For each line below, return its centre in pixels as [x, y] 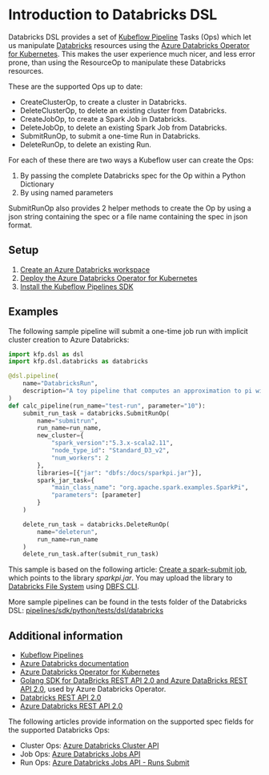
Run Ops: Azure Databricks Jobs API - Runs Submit [104, 763]
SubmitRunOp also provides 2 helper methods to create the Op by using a [130, 208]
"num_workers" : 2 [80, 458]
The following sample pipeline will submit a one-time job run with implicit [128, 331]
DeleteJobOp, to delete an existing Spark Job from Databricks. [123, 127]
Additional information [66, 635]
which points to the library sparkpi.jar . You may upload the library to [120, 578]
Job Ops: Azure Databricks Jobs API [80, 754]
